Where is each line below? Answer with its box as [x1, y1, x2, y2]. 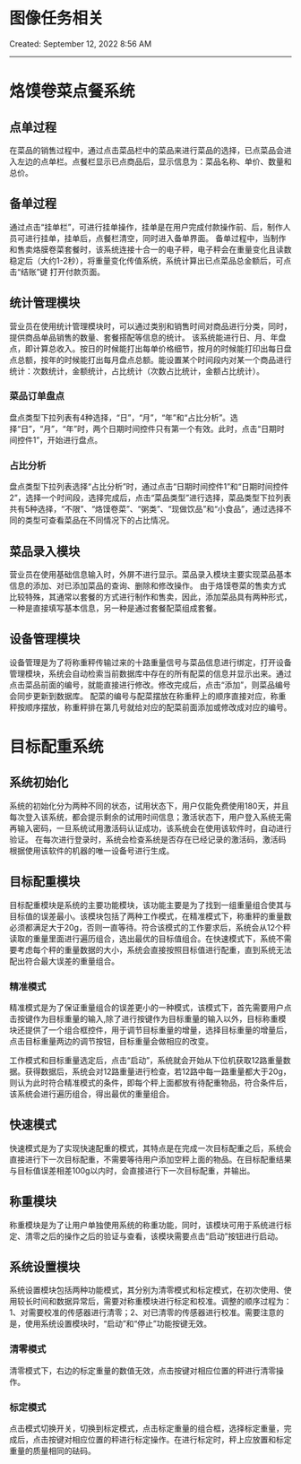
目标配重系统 [9, 736, 105, 757]
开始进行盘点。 [47, 434, 103, 445]
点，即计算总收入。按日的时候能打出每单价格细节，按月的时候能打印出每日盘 [9, 342, 292, 354]
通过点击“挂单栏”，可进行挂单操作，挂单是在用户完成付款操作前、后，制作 [9, 221, 284, 232]
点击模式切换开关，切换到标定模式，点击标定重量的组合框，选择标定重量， [9, 1423, 284, 1434]
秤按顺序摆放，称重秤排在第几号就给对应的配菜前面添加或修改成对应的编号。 [9, 701, 292, 713]
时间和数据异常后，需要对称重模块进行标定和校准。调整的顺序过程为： [32, 1296, 292, 1307]
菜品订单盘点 [9, 390, 65, 403]
